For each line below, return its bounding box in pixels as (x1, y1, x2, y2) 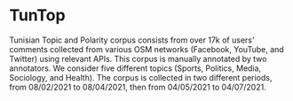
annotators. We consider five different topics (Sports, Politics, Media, (9, 63, 262, 74)
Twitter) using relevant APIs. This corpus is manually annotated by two (9, 53, 267, 64)
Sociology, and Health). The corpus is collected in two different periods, (9, 72, 273, 82)
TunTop (9, 5, 66, 26)
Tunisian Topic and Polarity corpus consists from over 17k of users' (9, 35, 255, 45)
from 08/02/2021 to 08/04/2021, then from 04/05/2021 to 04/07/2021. (9, 82, 266, 92)
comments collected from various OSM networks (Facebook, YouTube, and (9, 43, 284, 54)
